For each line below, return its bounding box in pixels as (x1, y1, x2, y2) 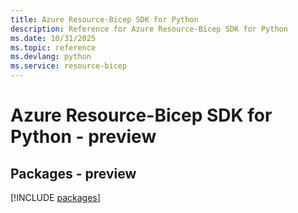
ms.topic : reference (10, 42, 97, 53)
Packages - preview (10, 165, 137, 182)
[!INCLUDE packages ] (10, 192, 101, 203)
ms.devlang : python (10, 52, 92, 62)
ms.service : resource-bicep (10, 61, 128, 71)
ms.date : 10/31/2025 (10, 33, 97, 43)
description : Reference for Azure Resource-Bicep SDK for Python (10, 24, 288, 34)
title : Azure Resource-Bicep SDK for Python (10, 14, 199, 25)
